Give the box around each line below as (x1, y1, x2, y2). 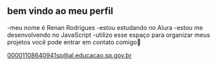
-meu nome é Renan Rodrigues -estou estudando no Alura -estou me (7, 23, 203, 31)
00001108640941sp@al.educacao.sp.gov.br (7, 51, 132, 59)
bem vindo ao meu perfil (7, 5, 113, 17)
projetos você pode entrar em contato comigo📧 (7, 37, 141, 46)
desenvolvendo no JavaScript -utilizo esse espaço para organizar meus (7, 31, 211, 39)
